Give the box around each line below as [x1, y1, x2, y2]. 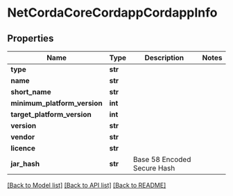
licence [10, 143, 36, 153]
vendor [10, 132, 35, 141]
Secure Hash [132, 163, 175, 172]
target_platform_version [10, 109, 92, 119]
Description [144, 53, 184, 62]
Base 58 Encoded [132, 154, 191, 164]
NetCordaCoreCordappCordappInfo [7, 5, 218, 21]
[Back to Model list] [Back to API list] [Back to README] [7, 181, 166, 189]
